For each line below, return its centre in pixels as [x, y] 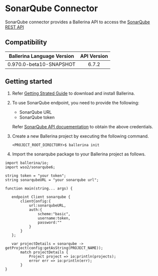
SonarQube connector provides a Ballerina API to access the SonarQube [78, 22]
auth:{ [35, 209]
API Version [94, 56]
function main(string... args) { [39, 188]
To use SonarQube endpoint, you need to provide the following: [76, 103]
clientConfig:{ [35, 201]
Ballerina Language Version [42, 56]
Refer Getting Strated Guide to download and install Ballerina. [73, 93]
